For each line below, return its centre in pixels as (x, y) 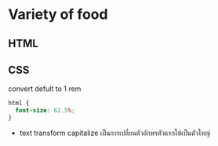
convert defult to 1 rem (45, 89)
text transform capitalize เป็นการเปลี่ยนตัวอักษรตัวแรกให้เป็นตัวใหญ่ (114, 133)
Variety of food (58, 15)
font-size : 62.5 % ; (45, 111)
